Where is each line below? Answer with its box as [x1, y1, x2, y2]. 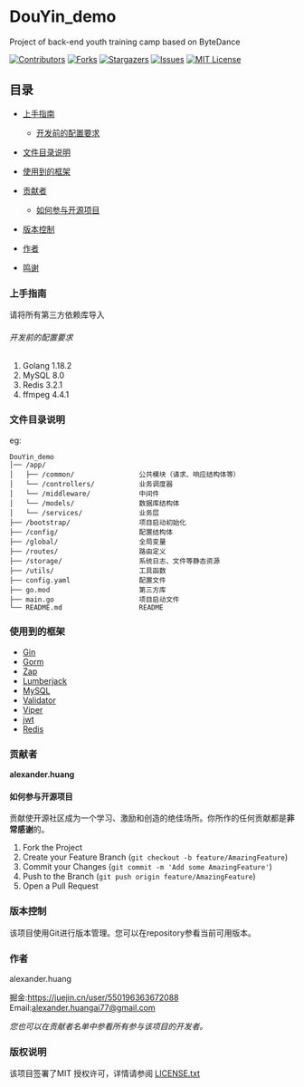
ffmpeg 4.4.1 [22, 390, 70, 400]
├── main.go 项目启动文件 [9, 595, 180, 604]
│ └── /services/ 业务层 [9, 508, 160, 517]
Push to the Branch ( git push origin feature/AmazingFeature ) [22, 871, 256, 882]
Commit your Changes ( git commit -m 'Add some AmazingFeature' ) [22, 861, 273, 872]
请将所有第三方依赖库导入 [9, 310, 105, 321]
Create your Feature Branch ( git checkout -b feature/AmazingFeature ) [22, 851, 289, 862]
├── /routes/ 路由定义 [9, 546, 166, 556]
